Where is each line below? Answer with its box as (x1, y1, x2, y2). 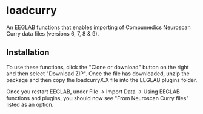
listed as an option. (6, 101, 54, 108)
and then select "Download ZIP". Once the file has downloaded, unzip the (6, 70, 190, 77)
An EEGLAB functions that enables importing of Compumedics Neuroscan (6, 24, 191, 31)
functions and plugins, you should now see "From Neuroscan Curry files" (6, 94, 189, 101)
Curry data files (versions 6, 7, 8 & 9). (6, 30, 99, 37)
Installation (6, 48, 50, 58)
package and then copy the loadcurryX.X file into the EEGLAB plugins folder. (6, 76, 198, 83)
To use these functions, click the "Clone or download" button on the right (6, 63, 189, 71)
